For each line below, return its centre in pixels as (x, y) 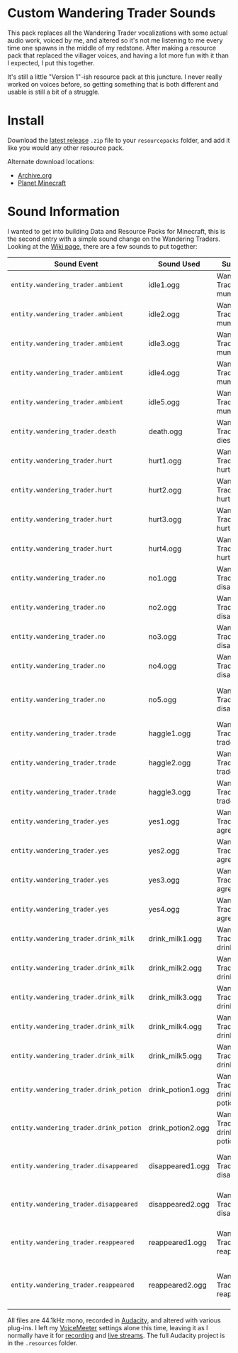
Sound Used (179, 264)
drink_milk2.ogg (175, 968)
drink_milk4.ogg (175, 1026)
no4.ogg (163, 666)
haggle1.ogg (170, 733)
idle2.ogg (164, 314)
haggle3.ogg (170, 792)
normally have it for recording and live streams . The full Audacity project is (116, 1335)
